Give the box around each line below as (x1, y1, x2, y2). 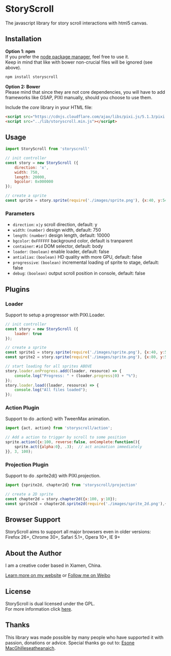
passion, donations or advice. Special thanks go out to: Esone (5, 640, 135, 646)
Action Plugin (5, 404, 40, 412)
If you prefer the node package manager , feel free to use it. (5, 53, 129, 60)
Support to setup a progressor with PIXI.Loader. (5, 312, 105, 318)
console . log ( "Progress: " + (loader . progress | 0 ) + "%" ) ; (14, 373, 138, 378)
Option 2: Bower (5, 84, 41, 90)
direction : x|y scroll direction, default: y (12, 222, 98, 228)
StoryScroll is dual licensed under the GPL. (5, 600, 95, 607)
